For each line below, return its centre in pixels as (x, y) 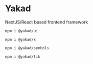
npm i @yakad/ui (22, 31)
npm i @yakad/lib (23, 57)
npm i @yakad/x (21, 40)
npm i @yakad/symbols (27, 48)
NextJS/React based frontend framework (46, 22)
